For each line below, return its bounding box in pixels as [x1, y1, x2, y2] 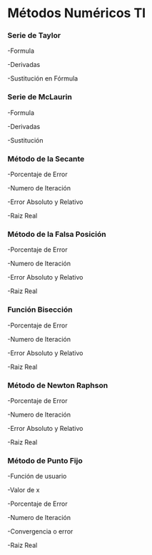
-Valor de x [7, 486, 40, 494]
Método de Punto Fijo [7, 455, 83, 465]
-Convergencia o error [7, 527, 74, 536]
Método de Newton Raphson [7, 380, 108, 390]
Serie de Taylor [7, 31, 61, 41]
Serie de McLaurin [7, 92, 73, 102]
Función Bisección [7, 305, 73, 315]
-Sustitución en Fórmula [7, 74, 78, 83]
